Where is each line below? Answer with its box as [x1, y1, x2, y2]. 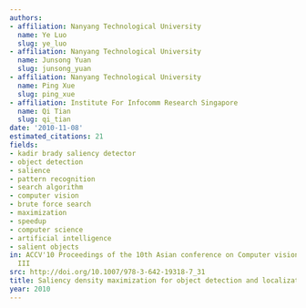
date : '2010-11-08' [9, 124, 84, 133]
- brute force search [9, 200, 92, 210]
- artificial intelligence [9, 233, 112, 242]
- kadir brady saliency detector [9, 149, 137, 158]
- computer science [9, 225, 84, 234]
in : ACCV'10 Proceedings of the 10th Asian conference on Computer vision [9, 251, 300, 260]
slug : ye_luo [17, 38, 67, 48]
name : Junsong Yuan [17, 56, 92, 65]
